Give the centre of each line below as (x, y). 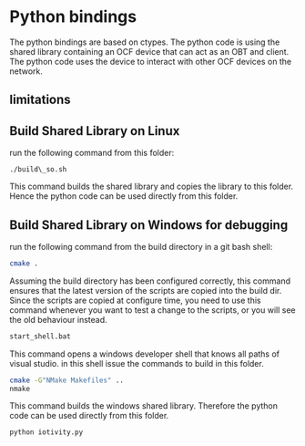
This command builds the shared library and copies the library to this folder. (152, 187)
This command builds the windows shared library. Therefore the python (143, 406)
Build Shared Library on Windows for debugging (149, 225)
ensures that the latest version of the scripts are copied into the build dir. (146, 290)
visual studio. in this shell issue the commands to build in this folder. (137, 363)
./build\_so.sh (38, 170)
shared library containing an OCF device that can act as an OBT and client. (149, 51)
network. (26, 71)
